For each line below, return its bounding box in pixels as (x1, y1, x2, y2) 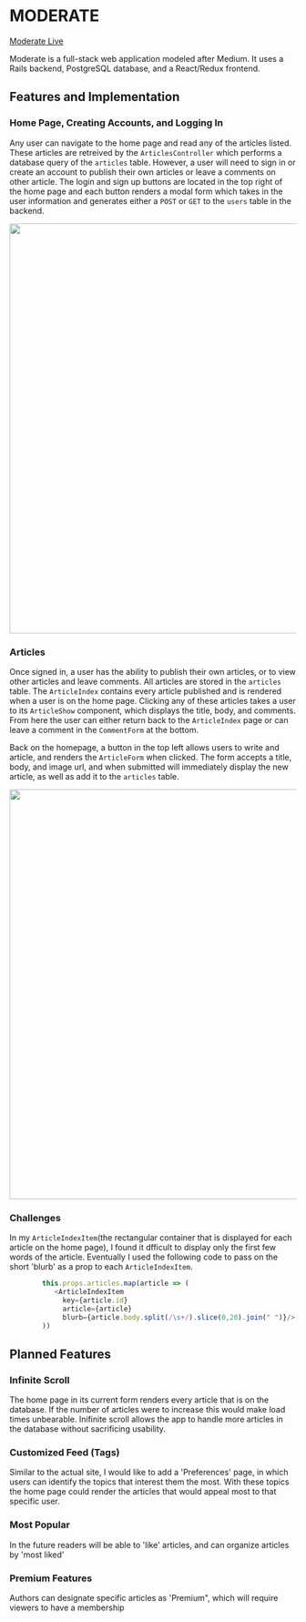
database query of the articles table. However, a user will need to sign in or (9, 157, 296, 168)
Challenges (9, 1211, 61, 1224)
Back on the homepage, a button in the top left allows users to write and (9, 741, 280, 752)
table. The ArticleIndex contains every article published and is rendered (9, 685, 282, 697)
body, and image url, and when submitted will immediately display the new (9, 761, 289, 772)
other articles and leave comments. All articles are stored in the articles (9, 676, 282, 687)
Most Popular (9, 1518, 70, 1531)
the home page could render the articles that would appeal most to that (9, 1486, 277, 1497)
